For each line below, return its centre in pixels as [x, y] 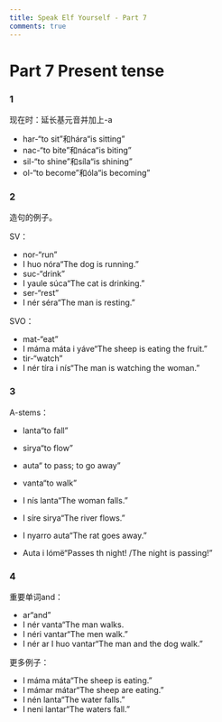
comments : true [38, 26]
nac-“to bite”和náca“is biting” [77, 150]
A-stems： [29, 412]
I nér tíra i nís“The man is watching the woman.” [111, 368]
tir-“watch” [42, 358]
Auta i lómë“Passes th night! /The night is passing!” [117, 552]
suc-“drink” [44, 274]
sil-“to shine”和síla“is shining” [77, 161]
